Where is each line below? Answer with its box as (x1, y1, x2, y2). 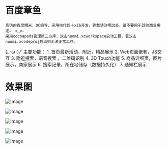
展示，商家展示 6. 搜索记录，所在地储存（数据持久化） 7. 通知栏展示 (5, 61, 147, 67)
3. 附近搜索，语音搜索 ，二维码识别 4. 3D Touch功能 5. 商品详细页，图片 (11, 55, 162, 61)
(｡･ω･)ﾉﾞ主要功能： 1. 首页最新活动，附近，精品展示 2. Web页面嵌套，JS (5, 48, 158, 55)
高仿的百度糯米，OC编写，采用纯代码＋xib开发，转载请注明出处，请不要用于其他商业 (5, 22, 157, 28)
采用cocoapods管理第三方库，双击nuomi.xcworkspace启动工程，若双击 (5, 34, 137, 39)
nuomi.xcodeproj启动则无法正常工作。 (5, 39, 78, 44)
